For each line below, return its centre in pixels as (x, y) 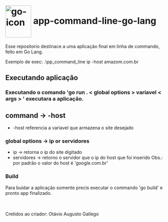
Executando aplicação (42, 78)
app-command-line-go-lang (95, 21)
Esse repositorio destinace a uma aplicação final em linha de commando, (83, 46)
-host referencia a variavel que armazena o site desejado (73, 128)
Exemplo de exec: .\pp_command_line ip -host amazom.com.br (72, 62)
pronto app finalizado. (29, 193)
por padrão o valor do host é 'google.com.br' (60, 163)
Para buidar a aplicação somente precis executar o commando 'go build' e (84, 188)
